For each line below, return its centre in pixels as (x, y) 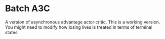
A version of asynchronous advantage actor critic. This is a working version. (83, 22)
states (11, 32)
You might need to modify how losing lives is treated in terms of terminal (79, 27)
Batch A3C (28, 9)
